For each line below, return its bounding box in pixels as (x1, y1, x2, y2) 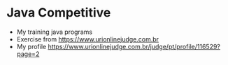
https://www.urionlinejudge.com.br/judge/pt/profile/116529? (48, 42, 221, 50)
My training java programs (16, 28, 92, 36)
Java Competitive (6, 5, 111, 21)
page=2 (16, 50, 40, 58)
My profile (16, 42, 47, 50)
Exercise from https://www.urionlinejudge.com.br (16, 35, 159, 43)
